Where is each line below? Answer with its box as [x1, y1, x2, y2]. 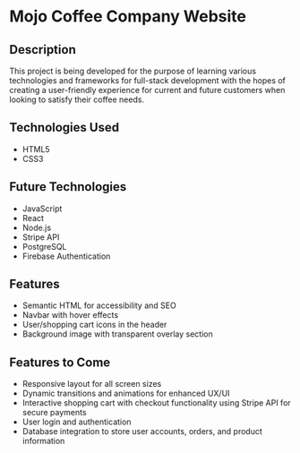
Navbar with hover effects [21, 310, 119, 321]
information [21, 436, 65, 447]
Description [9, 42, 76, 57]
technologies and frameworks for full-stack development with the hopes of [9, 75, 287, 86]
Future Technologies [9, 179, 127, 194]
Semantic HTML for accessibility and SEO [21, 300, 176, 311]
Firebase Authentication [21, 251, 111, 261]
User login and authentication [21, 416, 132, 427]
